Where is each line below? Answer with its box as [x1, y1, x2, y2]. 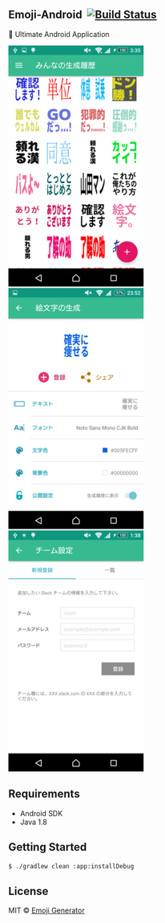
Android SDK [19, 808, 63, 818]
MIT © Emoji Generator [8, 905, 86, 916]
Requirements [8, 787, 80, 801]
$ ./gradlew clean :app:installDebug [8, 863, 135, 871]
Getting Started [8, 840, 87, 854]
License [8, 884, 49, 898]
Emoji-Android [8, 8, 82, 22]
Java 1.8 [19, 817, 48, 827]
